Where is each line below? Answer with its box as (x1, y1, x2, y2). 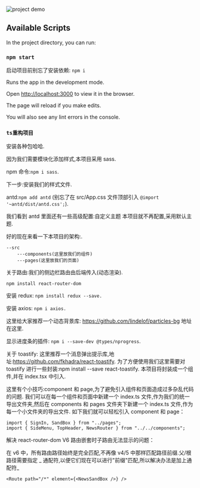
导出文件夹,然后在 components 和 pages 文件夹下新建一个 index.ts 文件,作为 (6, 401, 193, 408)
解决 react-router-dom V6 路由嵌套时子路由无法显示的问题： (6, 437, 155, 444)
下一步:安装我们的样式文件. (6, 181, 73, 188)
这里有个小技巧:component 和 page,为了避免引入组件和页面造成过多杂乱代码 (6, 386, 194, 393)
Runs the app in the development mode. (6, 78, 104, 86)
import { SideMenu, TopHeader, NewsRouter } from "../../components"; (6, 425, 186, 431)
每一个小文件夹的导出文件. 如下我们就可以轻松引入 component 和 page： (6, 408, 185, 416)
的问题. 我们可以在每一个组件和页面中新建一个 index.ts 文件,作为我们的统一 (6, 393, 190, 401)
